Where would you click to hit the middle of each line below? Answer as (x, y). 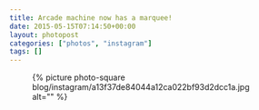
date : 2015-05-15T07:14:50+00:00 (73, 26)
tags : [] (26, 52)
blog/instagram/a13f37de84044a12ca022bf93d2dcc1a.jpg (141, 87)
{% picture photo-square (79, 77)
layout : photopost (44, 35)
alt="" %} (50, 97)
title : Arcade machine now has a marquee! (91, 18)
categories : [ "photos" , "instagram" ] (81, 43)
